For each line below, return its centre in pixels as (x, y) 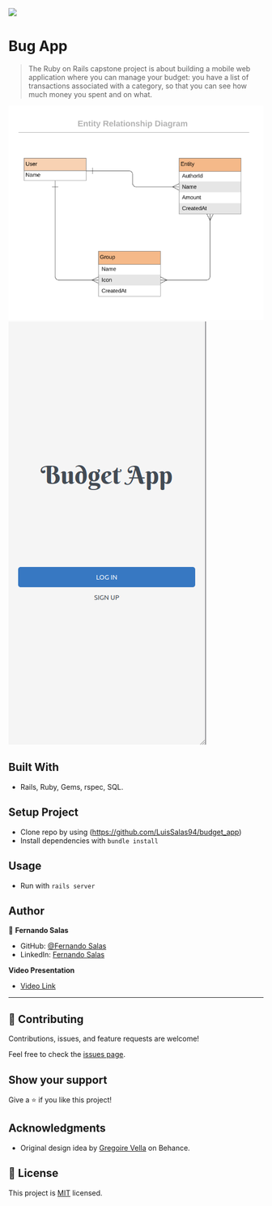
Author (26, 911)
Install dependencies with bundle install (89, 840)
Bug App (38, 47)
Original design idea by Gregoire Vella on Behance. (105, 1148)
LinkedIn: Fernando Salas (62, 955)
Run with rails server (57, 885)
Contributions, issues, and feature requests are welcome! (104, 1039)
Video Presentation (42, 970)
